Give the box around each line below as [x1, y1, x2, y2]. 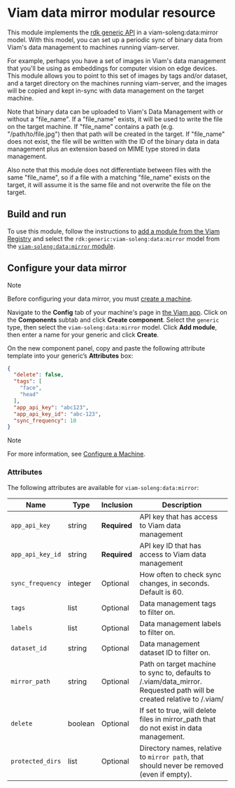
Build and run [7, 208, 66, 220]
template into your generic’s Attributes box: [7, 351, 134, 360]
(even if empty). [139, 769, 192, 779]
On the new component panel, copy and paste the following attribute [7, 344, 206, 352]
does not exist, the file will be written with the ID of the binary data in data [7, 137, 220, 145]
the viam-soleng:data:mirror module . [7, 242, 115, 250]
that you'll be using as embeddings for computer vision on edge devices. [7, 64, 218, 72]
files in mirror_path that [139, 714, 216, 724]
